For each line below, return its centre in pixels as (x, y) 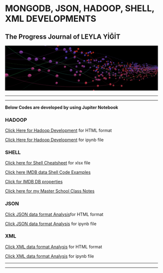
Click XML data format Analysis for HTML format (54, 247)
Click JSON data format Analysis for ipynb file (51, 224)
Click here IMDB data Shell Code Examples (48, 172)
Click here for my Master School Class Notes (50, 191)
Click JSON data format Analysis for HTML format (54, 214)
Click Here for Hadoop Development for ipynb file (55, 140)
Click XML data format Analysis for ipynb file (49, 256)
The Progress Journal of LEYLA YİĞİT (63, 37)
